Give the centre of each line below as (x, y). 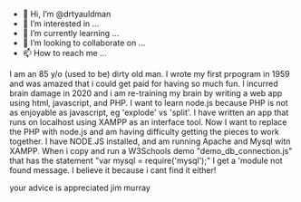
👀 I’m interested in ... (61, 24)
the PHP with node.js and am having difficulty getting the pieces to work (144, 132)
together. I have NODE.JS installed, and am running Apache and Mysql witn (150, 141)
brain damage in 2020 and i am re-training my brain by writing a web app (146, 93)
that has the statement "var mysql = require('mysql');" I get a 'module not (146, 160)
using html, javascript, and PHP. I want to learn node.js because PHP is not (149, 103)
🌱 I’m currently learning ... (71, 33)
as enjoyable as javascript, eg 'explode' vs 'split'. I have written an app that (149, 112)
